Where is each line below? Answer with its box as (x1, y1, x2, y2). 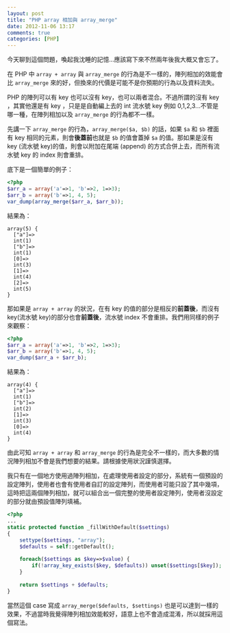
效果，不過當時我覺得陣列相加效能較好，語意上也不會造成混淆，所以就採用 (7, 610, 217, 618)
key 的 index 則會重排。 (20, 151, 88, 159)
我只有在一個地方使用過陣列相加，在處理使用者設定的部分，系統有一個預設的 (7, 471, 223, 480)
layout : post (7, 10, 44, 17)
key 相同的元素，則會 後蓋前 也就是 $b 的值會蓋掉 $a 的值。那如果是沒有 (14, 133, 214, 142)
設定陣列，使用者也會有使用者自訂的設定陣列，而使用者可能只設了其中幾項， (7, 480, 223, 489)
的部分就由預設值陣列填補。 (7, 498, 86, 506)
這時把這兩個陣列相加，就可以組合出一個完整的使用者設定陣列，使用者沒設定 (7, 489, 223, 497)
